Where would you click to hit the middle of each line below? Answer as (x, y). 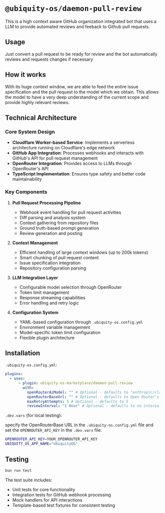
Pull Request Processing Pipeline (46, 203)
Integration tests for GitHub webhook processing (62, 495)
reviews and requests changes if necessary (49, 59)
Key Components (26, 192)
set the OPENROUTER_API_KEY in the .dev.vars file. (54, 430)
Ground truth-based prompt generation (59, 228)
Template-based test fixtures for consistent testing (64, 505)
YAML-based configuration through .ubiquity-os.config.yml (81, 322)
